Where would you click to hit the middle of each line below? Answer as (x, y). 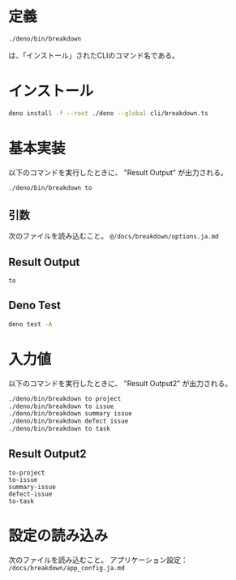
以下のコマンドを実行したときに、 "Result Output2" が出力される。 (120, 383)
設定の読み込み (58, 536)
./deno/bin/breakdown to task (60, 429)
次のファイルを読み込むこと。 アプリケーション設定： (98, 560)
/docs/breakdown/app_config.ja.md (67, 568)
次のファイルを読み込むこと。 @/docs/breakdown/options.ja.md (114, 236)
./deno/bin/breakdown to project (65, 398)
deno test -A (30, 324)
